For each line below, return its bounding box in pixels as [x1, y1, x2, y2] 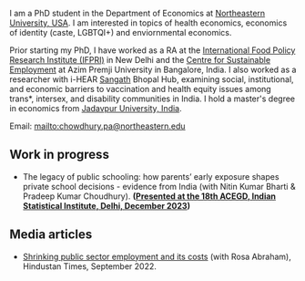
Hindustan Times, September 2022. [22, 260, 158, 272]
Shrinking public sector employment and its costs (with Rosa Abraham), [22, 251, 291, 262]
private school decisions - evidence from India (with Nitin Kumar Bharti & [22, 181, 296, 192]
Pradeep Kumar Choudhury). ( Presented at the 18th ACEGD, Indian [22, 191, 276, 202]
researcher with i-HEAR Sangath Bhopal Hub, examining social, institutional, [9, 74, 294, 85]
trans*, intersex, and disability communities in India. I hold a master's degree [9, 93, 296, 104]
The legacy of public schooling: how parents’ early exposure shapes [22, 171, 280, 182]
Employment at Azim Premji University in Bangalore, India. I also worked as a [9, 64, 297, 75]
